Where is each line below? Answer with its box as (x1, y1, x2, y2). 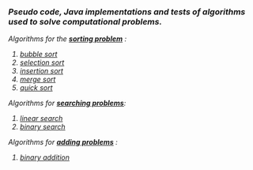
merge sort (19, 74, 56, 85)
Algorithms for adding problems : (8, 138, 119, 147)
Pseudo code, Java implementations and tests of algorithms (8, 6, 246, 17)
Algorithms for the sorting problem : (8, 34, 127, 43)
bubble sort (19, 50, 58, 59)
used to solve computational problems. (8, 16, 162, 27)
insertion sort (19, 66, 63, 76)
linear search (19, 114, 63, 123)
